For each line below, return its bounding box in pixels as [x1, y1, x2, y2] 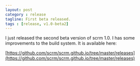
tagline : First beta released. [5, 16, 71, 21]
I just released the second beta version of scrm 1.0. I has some [5, 35, 135, 41]
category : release [5, 12, 46, 17]
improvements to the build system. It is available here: [5, 40, 117, 46]
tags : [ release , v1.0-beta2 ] [5, 21, 69, 26]
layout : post [5, 7, 33, 12]
